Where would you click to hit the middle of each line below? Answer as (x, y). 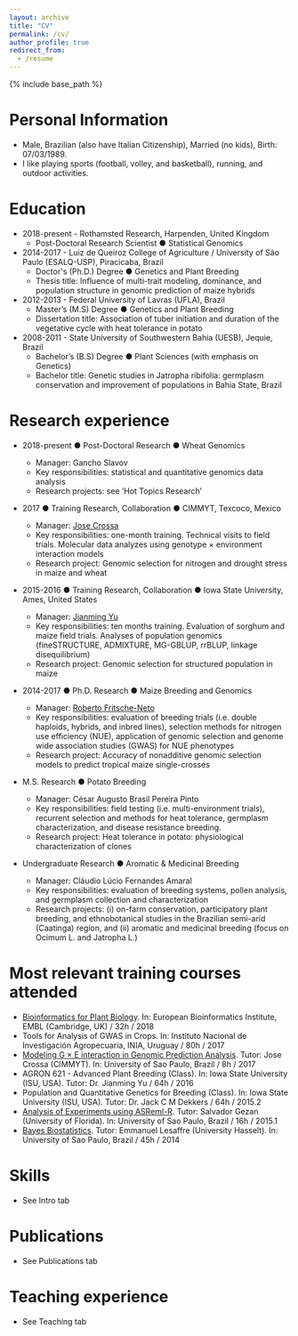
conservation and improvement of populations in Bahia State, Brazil (159, 384)
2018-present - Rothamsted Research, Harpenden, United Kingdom (145, 233)
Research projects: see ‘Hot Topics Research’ (119, 491)
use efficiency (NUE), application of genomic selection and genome (159, 736)
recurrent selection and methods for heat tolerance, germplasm (152, 817)
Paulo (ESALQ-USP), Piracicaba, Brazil (93, 262)
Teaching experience (89, 1296)
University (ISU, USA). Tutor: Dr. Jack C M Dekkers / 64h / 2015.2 (141, 1102)
